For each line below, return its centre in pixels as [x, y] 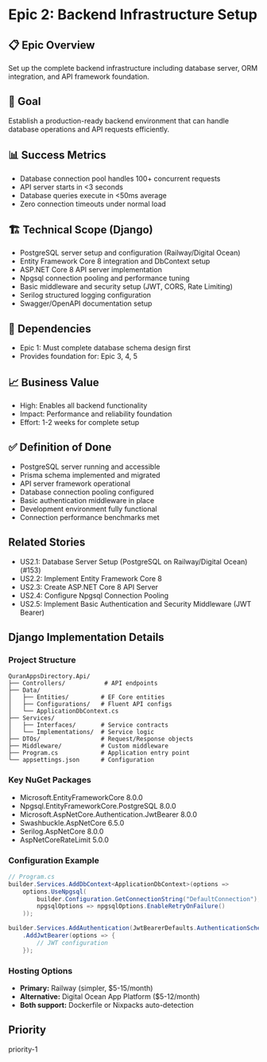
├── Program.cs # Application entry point [99, 753]
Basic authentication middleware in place [87, 500]
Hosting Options [41, 970]
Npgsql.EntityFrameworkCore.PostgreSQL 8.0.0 [98, 806]
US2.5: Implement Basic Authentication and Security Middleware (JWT [135, 603]
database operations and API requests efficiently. [89, 129]
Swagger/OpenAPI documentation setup [86, 303]
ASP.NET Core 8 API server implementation [91, 270]
